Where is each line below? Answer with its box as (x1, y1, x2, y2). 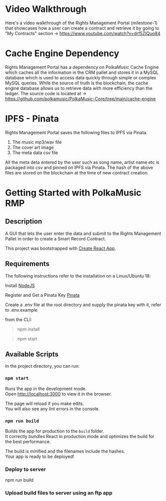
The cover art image (12, 144, 54, 150)
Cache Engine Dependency (5, 48, 119, 59)
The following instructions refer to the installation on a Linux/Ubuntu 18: (5, 273, 151, 278)
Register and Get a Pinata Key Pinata (5, 292, 80, 298)
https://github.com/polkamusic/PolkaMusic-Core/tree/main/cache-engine (5, 96, 156, 102)
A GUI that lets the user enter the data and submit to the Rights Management (5, 230, 162, 236)
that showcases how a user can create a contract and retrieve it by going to (5, 25, 160, 31)
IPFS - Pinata (5, 113, 59, 124)
